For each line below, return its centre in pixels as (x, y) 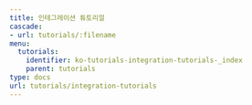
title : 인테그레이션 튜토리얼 (57, 18)
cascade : (26, 26)
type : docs (30, 78)
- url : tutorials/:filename (63, 35)
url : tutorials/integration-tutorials (83, 86)
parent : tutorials (61, 69)
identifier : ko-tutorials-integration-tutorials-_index (135, 60)
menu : (20, 43)
